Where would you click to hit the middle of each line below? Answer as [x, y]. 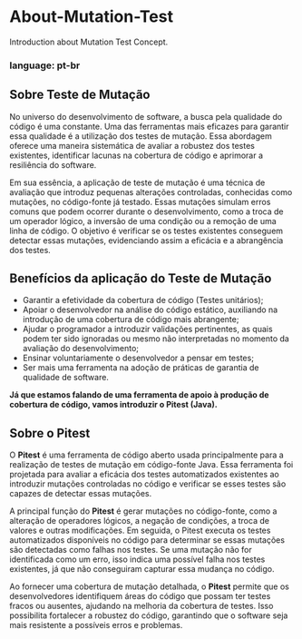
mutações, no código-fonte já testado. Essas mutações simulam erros [140, 202]
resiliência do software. [53, 164]
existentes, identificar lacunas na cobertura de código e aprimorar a [136, 155]
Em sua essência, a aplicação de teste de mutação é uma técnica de [137, 182]
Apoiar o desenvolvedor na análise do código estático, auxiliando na [150, 310]
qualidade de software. [65, 378]
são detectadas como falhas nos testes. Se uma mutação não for [131, 550]
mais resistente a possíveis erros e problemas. [96, 625]
